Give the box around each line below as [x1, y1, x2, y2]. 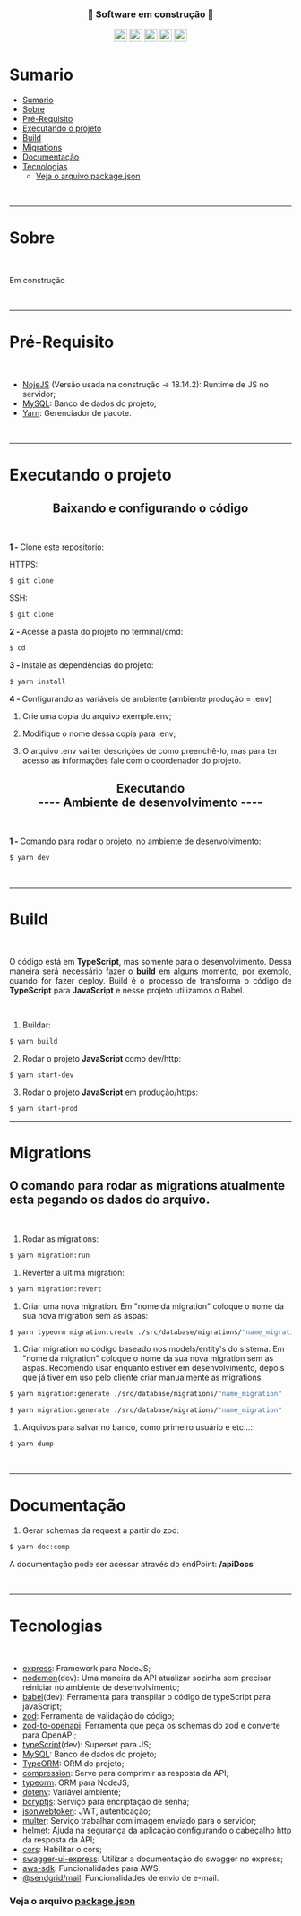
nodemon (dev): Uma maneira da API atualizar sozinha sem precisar [21, 1672, 271, 1683]
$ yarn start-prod [9, 1104, 78, 1113]
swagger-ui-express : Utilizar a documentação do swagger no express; [21, 1853, 284, 1864]
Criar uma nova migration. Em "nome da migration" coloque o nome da [21, 1300, 285, 1312]
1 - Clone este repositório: [9, 542, 105, 552]
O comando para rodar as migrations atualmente [9, 1178, 286, 1193]
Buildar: [21, 1019, 51, 1030]
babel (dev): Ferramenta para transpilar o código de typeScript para [21, 1691, 271, 1702]
